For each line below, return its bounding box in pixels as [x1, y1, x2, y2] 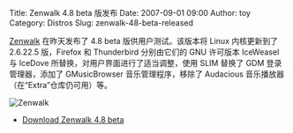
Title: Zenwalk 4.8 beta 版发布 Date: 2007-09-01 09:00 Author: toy [9, 8, 252, 18]
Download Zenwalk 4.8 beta [21, 115, 124, 125]
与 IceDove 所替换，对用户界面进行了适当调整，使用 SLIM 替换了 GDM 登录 [9, 58, 282, 68]
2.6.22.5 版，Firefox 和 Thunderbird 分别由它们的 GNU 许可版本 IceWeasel [9, 47, 280, 57]
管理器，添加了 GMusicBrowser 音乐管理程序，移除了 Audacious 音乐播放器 [9, 69, 285, 79]
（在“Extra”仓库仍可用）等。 [9, 80, 113, 90]
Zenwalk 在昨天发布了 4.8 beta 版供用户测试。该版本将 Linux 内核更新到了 [9, 36, 278, 46]
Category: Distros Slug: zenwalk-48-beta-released [9, 18, 194, 28]
